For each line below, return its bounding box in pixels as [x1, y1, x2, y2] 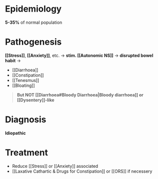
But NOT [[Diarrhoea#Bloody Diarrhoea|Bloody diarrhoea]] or [16, 92, 144, 98]
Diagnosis [5, 114, 47, 125]
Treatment [5, 147, 48, 158]
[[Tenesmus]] [12, 77, 40, 83]
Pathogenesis [5, 36, 62, 48]
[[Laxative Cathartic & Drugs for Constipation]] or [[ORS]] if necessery [12, 168, 153, 174]
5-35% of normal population [5, 19, 62, 25]
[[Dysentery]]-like [16, 97, 55, 103]
